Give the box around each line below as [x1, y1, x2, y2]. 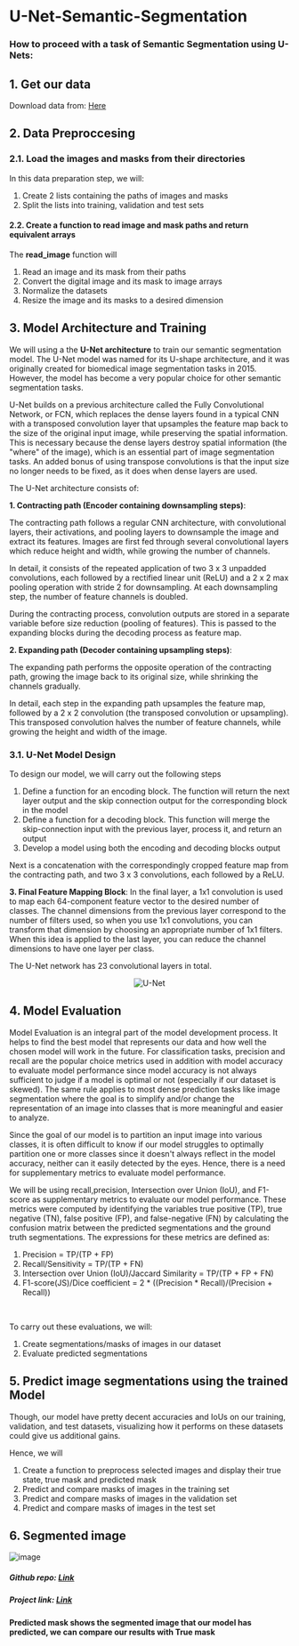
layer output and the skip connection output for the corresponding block [21, 795, 287, 806]
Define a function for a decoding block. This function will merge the [21, 814, 271, 825]
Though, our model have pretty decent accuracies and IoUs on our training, [9, 1411, 287, 1422]
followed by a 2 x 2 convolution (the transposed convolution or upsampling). [9, 707, 289, 718]
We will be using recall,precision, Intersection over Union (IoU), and [9, 1184, 256, 1195]
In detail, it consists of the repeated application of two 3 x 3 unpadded [9, 562, 267, 573]
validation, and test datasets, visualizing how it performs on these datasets [9, 1421, 284, 1432]
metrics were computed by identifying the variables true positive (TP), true [9, 1203, 283, 1214]
